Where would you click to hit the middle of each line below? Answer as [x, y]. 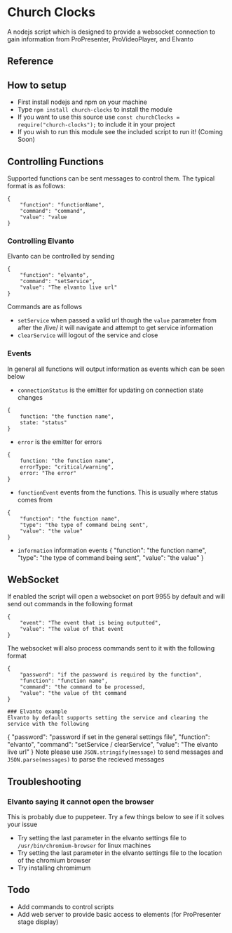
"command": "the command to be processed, [83, 687]
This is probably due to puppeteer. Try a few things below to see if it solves [116, 817]
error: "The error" [48, 473]
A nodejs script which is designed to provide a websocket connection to [111, 32]
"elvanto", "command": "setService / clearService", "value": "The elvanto [113, 745]
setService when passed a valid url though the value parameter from [117, 320]
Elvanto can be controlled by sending [61, 256]
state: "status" [44, 422]
